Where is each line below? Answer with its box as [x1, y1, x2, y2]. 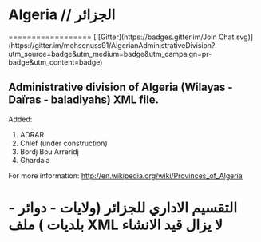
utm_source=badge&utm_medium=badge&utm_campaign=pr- [8, 49, 212, 58]
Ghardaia [19, 155, 50, 165]
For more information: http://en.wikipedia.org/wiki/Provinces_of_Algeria [8, 170, 243, 181]
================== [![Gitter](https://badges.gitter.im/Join [8, 32, 217, 42]
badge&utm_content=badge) [8, 58, 103, 67]
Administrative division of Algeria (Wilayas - [8, 81, 233, 94]
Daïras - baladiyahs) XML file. [8, 93, 160, 107]
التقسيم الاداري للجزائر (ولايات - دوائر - [8, 198, 238, 216]
